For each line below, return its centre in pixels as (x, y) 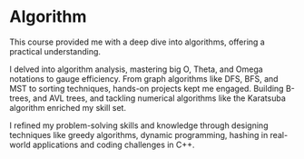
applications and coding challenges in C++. (113, 144)
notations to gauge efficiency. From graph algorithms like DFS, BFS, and (144, 78)
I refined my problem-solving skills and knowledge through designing (139, 125)
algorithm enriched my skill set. (68, 107)
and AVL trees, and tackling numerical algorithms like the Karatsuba (159, 98)
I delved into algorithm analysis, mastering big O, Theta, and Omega (136, 69)
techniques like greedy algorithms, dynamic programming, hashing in (139, 134)
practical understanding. (55, 51)
